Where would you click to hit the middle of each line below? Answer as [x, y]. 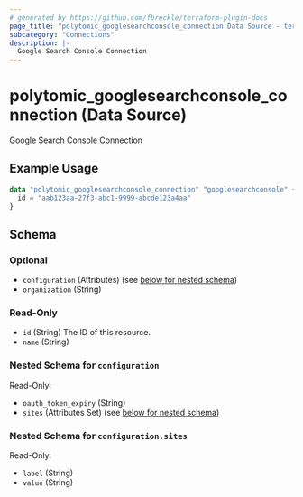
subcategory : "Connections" [62, 34]
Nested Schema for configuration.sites [98, 436]
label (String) [48, 473]
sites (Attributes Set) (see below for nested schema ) [121, 412]
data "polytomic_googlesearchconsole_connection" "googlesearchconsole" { [153, 189]
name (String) [46, 342]
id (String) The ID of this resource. [87, 333]
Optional [28, 260]
